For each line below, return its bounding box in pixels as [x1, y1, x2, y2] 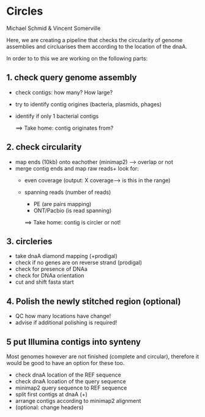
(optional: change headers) [15, 404, 84, 411]
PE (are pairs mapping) [33, 200, 92, 207]
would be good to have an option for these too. [6, 360, 125, 366]
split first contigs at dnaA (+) [15, 391, 88, 398]
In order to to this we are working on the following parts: [6, 54, 148, 62]
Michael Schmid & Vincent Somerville [6, 24, 101, 32]
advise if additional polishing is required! [15, 319, 117, 327]
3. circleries [6, 236, 53, 246]
